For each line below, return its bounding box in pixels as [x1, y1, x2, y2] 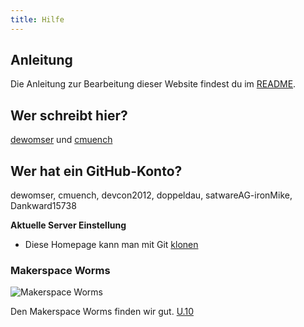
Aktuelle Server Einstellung [10, 219, 127, 231]
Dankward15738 [10, 200, 77, 212]
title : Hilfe [10, 14, 65, 25]
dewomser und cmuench [10, 134, 113, 146]
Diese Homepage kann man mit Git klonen [24, 239, 199, 251]
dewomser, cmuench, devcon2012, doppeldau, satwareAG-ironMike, [10, 189, 293, 201]
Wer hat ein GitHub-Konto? [10, 162, 183, 180]
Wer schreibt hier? [10, 107, 128, 124]
